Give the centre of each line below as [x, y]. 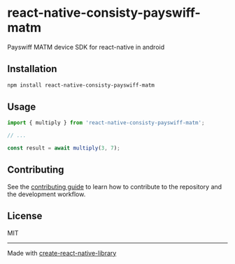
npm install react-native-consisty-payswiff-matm [81, 85]
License [25, 216]
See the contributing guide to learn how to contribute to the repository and [115, 186]
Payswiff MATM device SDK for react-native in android [86, 47]
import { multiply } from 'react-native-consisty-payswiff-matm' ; [106, 123]
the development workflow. [47, 194]
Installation [32, 69]
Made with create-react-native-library [62, 253]
